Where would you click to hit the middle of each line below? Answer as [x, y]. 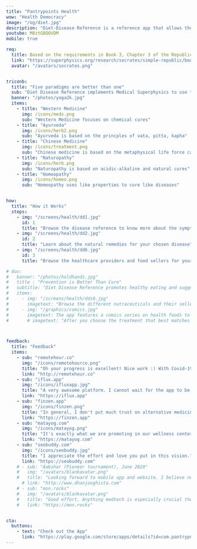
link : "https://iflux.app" [55, 396]
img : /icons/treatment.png [55, 147]
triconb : [17, 82]
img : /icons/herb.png [48, 163]
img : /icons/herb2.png [49, 131]
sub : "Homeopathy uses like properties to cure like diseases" [101, 185]
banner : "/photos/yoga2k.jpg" [48, 98]
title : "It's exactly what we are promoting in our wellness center [107, 434]
